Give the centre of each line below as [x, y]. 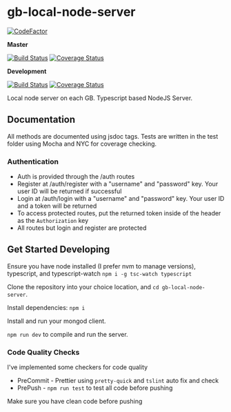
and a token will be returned [57, 206]
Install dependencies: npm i [46, 307]
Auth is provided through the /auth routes [76, 177]
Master [18, 44]
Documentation [41, 120]
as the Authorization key [53, 221]
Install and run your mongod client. [57, 321]
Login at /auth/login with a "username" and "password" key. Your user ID [121, 199]
